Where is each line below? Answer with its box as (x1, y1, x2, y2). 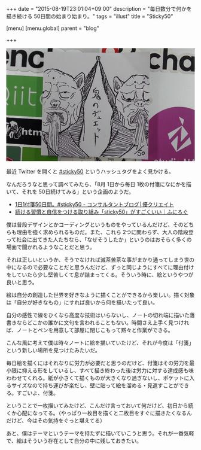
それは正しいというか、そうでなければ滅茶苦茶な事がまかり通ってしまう (6, 256, 184, 263)
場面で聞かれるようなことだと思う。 (6, 244, 96, 251)
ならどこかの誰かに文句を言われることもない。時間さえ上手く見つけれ (16, 319, 190, 326)
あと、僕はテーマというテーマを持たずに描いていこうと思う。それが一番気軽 (6, 430, 194, 437)
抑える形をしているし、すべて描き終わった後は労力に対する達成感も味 (22, 367, 194, 374)
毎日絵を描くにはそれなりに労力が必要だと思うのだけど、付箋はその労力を (6, 360, 190, 367)
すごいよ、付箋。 (16, 390, 59, 397)
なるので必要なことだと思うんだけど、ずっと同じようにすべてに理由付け (16, 264, 194, 271)
